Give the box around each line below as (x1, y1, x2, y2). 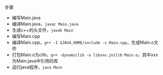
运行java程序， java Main (11, 64, 63, 70)
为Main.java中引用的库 (11, 58, 58, 64)
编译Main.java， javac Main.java (11, 21, 79, 27)
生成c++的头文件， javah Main (11, 27, 73, 33)
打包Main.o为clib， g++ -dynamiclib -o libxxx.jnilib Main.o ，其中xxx (11, 52, 158, 58)
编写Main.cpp (11, 34, 40, 39)
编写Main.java (11, 15, 41, 21)
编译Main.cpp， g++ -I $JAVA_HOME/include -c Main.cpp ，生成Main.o (11, 39, 154, 45)
